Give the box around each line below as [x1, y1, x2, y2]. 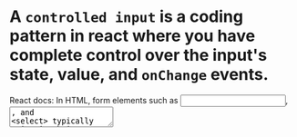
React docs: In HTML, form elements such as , [9, 94, 289, 105]
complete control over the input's [9, 45, 267, 65]
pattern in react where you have [9, 25, 256, 46]
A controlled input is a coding [9, 6, 244, 27]
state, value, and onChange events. [9, 64, 269, 85]
